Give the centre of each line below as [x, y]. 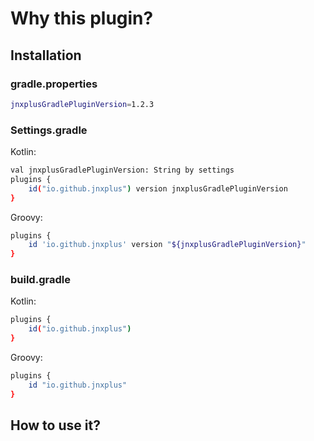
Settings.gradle [49, 130]
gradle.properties [54, 84]
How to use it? [55, 425]
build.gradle [40, 280]
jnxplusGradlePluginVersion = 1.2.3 [82, 104]
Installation [46, 55]
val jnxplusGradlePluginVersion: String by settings [122, 170]
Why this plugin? [82, 18]
